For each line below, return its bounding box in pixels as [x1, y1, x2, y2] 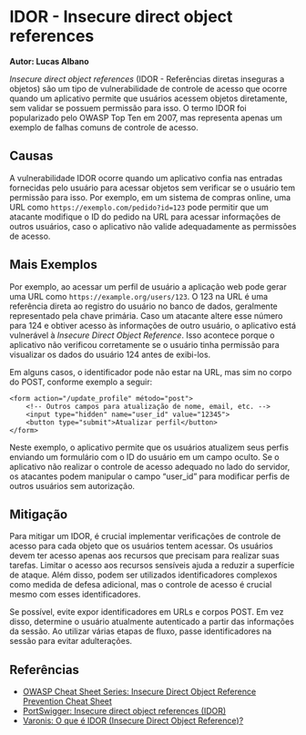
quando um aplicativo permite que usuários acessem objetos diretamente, [9, 93, 289, 104]
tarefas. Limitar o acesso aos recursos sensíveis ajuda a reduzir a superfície [9, 560, 295, 571]
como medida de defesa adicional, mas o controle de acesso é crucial [9, 579, 272, 590]
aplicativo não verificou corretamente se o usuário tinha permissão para [9, 339, 280, 350]
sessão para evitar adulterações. [9, 636, 133, 647]
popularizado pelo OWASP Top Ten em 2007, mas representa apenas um [9, 112, 282, 123]
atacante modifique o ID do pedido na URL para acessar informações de [9, 211, 280, 222]
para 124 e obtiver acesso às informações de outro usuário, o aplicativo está [9, 320, 297, 331]
